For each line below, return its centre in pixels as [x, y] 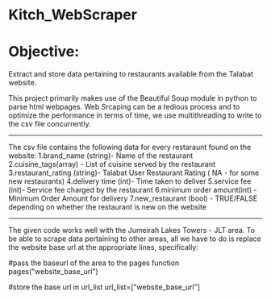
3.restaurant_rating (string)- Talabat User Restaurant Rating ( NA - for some [134, 173]
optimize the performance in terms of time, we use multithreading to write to [135, 115]
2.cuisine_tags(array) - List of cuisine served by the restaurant [112, 164]
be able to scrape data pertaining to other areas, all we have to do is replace [135, 239]
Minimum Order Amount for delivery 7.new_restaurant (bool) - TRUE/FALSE [133, 198]
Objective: [44, 52]
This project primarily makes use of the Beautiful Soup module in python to [133, 98]
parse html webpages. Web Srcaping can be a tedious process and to [124, 107]
